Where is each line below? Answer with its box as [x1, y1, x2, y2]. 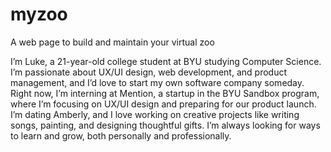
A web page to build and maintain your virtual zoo [10, 36, 215, 48]
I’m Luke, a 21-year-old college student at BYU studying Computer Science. [10, 55, 322, 67]
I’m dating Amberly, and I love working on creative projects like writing [10, 108, 300, 120]
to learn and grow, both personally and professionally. [10, 129, 232, 142]
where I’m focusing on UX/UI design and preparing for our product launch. [10, 98, 317, 110]
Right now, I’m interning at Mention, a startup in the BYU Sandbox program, [10, 87, 320, 99]
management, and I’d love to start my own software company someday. [10, 76, 305, 88]
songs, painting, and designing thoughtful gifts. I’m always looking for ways [10, 119, 321, 131]
